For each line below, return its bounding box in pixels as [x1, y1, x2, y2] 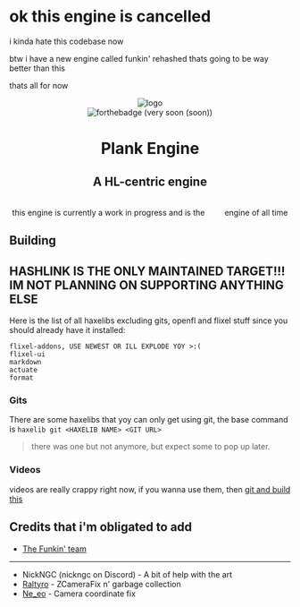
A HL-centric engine [92, 174, 208, 189]
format [9, 373, 34, 382]
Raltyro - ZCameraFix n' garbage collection [21, 578, 181, 589]
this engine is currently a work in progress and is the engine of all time [12, 207, 288, 218]
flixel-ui [9, 350, 46, 359]
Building [9, 233, 56, 248]
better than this [9, 63, 65, 73]
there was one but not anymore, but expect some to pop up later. [30, 441, 271, 452]
